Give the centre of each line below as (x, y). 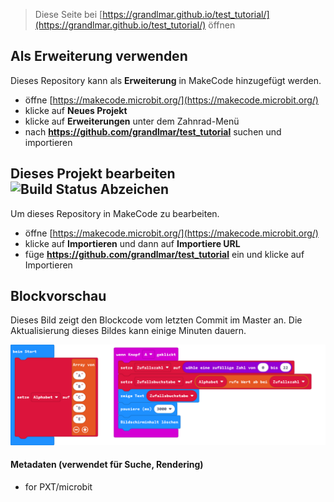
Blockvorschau (58, 296)
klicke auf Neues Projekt (76, 110)
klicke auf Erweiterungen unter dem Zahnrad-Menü (132, 121)
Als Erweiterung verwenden (99, 56)
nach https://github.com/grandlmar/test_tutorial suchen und (153, 131)
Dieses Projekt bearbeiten (93, 174)
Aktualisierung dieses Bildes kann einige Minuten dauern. (128, 331)
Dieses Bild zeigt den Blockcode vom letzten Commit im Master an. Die (156, 320)
